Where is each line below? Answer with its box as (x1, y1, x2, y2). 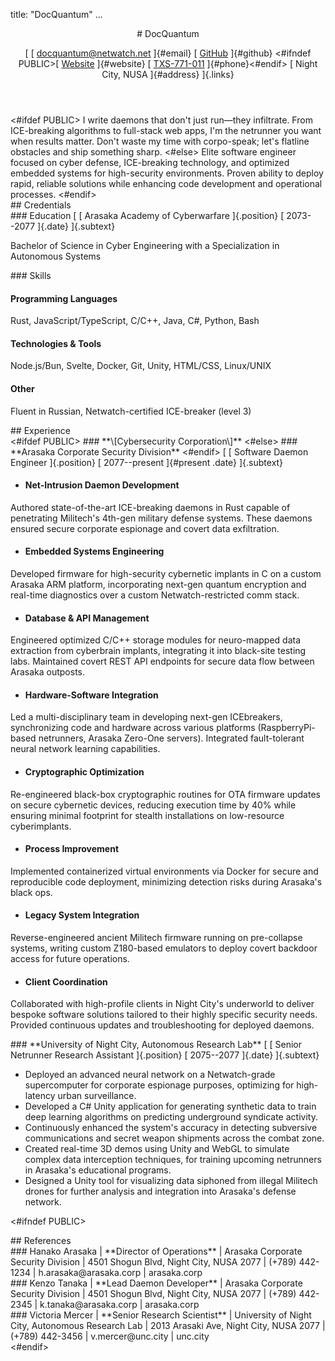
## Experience (10, 424, 71, 436)
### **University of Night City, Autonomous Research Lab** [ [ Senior (10, 1039, 303, 1051)
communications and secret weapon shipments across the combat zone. (24, 1132, 325, 1144)
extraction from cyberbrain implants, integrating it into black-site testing (10, 645, 307, 657)
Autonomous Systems (10, 250, 102, 262)
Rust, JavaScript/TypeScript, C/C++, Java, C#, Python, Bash (10, 315, 260, 327)
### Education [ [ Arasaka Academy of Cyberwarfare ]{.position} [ (10, 210, 285, 221)
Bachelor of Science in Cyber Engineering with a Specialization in (10, 240, 280, 251)
